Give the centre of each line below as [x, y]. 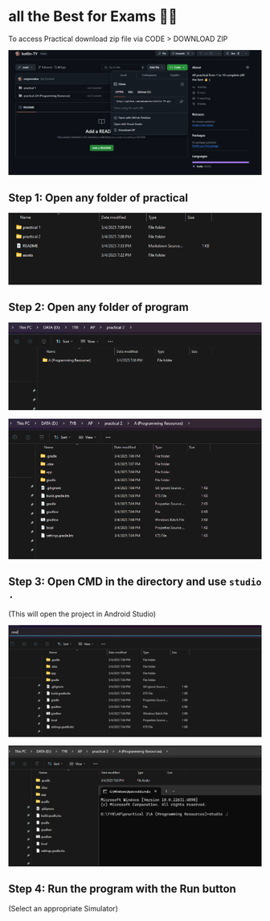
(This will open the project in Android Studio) [82, 614]
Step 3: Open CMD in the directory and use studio [135, 582]
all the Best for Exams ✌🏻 [93, 17]
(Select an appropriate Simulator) [63, 908]
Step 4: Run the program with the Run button [123, 889]
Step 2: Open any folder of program [98, 307]
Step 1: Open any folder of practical [98, 198]
